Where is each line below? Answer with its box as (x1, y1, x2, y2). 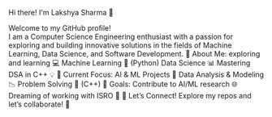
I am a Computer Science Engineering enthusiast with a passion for (8, 32, 234, 41)
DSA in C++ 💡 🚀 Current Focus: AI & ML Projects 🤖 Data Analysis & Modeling (8, 69, 265, 79)
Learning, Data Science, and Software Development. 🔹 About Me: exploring (8, 49, 261, 58)
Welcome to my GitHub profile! (8, 23, 111, 32)
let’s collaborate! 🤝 (8, 99, 71, 109)
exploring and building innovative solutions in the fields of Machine (8, 40, 232, 50)
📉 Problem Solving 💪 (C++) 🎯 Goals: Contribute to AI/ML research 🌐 (8, 79, 238, 89)
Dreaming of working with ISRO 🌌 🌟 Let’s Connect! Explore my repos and (8, 91, 252, 100)
